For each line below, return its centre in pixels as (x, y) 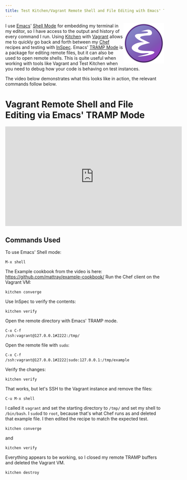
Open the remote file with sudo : (37, 345)
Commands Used (33, 240)
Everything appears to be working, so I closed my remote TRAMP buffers (81, 457)
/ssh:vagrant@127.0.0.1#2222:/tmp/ (43, 336)
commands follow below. (31, 84)
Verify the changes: (26, 370)
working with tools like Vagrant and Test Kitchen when (62, 63)
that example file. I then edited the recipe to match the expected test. (77, 419)
